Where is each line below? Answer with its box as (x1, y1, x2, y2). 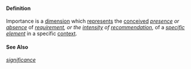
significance (6, 56, 36, 64)
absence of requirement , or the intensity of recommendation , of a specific (6, 24, 185, 31)
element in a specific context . (6, 30, 77, 37)
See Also (6, 43, 28, 50)
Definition (6, 5, 31, 12)
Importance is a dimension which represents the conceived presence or (6, 18, 180, 25)
